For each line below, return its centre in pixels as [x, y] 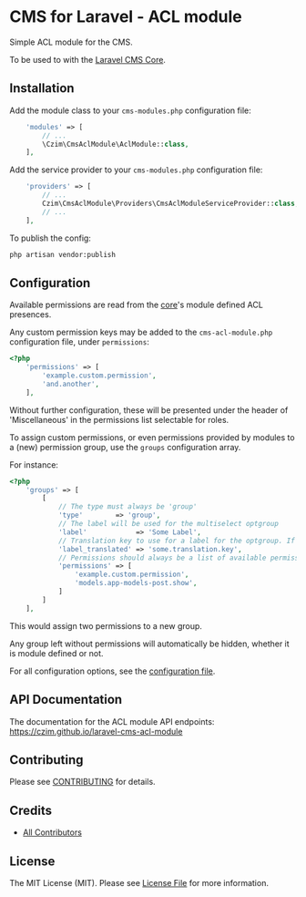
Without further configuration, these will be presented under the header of [149, 410]
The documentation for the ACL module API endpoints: [112, 721]
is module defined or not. [56, 653]
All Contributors [52, 832]
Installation [42, 88]
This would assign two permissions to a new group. [106, 625]
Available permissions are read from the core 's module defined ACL [137, 305]
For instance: [34, 464]
